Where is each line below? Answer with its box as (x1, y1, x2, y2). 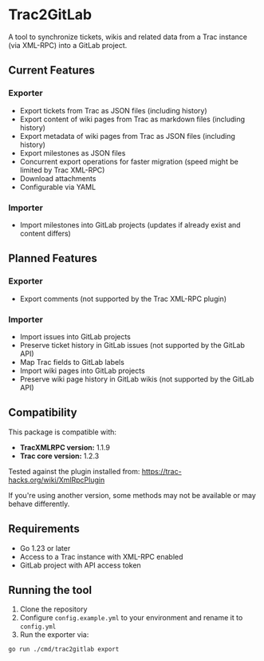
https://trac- (141, 466, 182, 476)
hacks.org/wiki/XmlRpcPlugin (8, 475, 105, 485)
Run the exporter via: (19, 630, 89, 639)
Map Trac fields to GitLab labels (19, 357, 125, 366)
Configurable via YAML (19, 182, 97, 192)
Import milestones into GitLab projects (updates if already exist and (19, 220, 241, 229)
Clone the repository (19, 604, 88, 614)
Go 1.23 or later (19, 543, 71, 552)
